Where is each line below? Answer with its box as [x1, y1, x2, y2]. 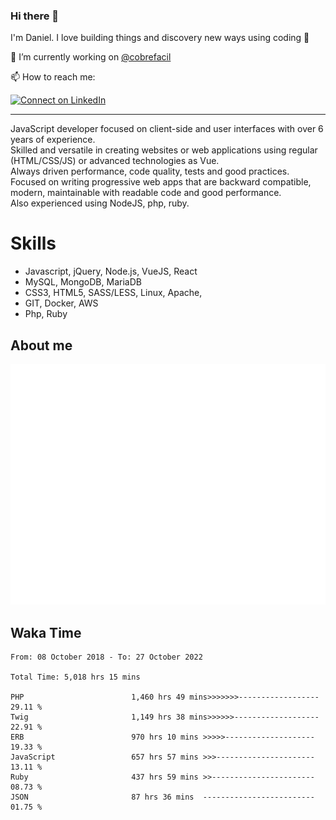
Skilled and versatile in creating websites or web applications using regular [10, 144, 318, 156]
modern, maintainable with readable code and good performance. [10, 187, 282, 199]
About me [10, 337, 73, 354]
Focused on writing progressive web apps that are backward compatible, [10, 176, 312, 188]
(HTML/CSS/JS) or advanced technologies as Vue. [10, 155, 220, 167]
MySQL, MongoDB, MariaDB [24, 276, 142, 288]
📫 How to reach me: [10, 71, 96, 83]
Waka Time [10, 624, 82, 641]
